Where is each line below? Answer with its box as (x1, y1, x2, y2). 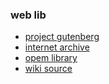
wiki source (24, 63, 73, 75)
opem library (24, 52, 78, 64)
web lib (10, 8, 47, 22)
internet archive (24, 41, 90, 53)
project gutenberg (24, 31, 100, 43)
